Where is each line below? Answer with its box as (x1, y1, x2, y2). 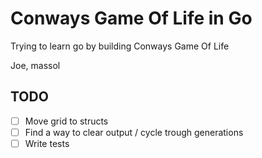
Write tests (24, 137, 70, 149)
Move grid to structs (24, 115, 109, 127)
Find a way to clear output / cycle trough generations (24, 126, 244, 138)
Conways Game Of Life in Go (10, 7, 253, 30)
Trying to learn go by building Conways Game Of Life (10, 40, 230, 52)
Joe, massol (10, 59, 61, 71)
